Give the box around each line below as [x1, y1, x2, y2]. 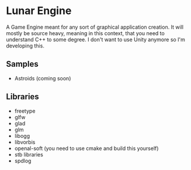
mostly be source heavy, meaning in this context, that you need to [6, 29, 165, 36]
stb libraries [14, 151, 44, 158]
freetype [14, 107, 36, 114]
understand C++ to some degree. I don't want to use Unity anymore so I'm [6, 36, 186, 43]
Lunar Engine [6, 4, 72, 18]
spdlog [14, 157, 32, 164]
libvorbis [14, 138, 36, 145]
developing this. [6, 42, 45, 49]
